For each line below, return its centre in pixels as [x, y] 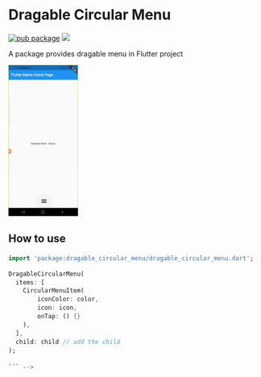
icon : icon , [58, 308]
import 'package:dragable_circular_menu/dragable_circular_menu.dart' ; [131, 258]
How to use [37, 239]
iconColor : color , [68, 300]
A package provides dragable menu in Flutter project [96, 53]
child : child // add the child [68, 342]
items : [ [30, 282]
